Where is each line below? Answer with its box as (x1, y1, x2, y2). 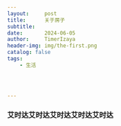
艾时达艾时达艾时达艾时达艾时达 (7, 110, 114, 120)
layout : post (7, 10, 57, 17)
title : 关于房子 (7, 17, 66, 24)
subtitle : (7, 23, 36, 30)
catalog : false (7, 49, 51, 56)
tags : (7, 55, 23, 62)
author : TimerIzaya (7, 36, 76, 43)
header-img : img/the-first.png (7, 42, 97, 49)
